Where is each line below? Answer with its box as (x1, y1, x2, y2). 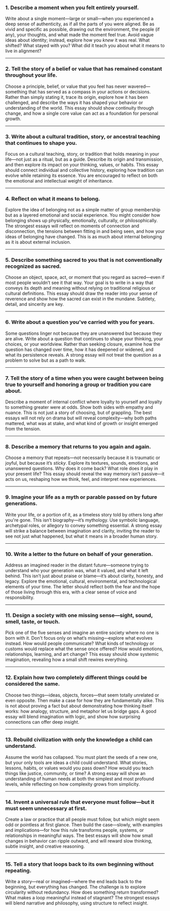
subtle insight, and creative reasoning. (5, 844, 85, 850)
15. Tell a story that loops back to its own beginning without (5, 861, 154, 868)
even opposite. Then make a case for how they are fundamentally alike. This (5, 697, 164, 704)
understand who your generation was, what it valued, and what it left (5, 567, 148, 573)
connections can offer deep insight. (5, 719, 79, 725)
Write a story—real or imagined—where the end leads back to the (5, 879, 142, 885)
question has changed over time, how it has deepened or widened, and (5, 346, 154, 353)
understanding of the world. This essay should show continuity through (5, 104, 154, 111)
